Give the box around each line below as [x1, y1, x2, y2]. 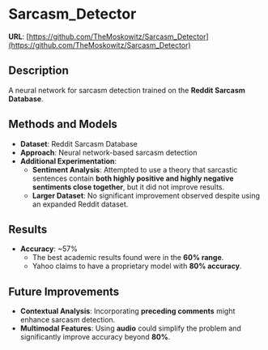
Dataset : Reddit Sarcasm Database [19, 139, 138, 148]
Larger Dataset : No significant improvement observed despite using [32, 190, 261, 200]
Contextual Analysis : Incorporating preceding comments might [19, 306, 236, 316]
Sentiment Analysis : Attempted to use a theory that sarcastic [32, 164, 238, 174]
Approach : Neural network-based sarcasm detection [19, 147, 198, 157]
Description [8, 64, 69, 78]
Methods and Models [8, 117, 117, 131]
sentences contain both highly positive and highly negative [32, 173, 234, 183]
